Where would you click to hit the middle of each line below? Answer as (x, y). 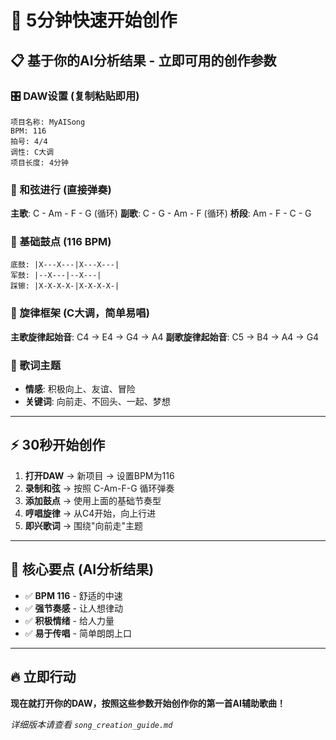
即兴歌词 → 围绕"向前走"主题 (84, 525)
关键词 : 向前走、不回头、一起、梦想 (97, 402)
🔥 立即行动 (43, 677)
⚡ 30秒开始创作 (58, 445)
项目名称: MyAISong (48, 122)
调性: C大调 (32, 152)
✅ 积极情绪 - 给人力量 (69, 620)
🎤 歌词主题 (36, 365)
